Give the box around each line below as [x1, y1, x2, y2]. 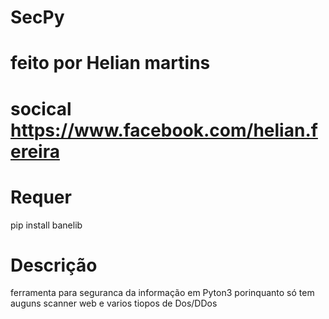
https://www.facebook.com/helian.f [10, 119, 318, 141]
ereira [10, 140, 60, 163]
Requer [10, 186, 72, 208]
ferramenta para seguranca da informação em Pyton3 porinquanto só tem [10, 287, 315, 299]
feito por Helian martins [10, 52, 211, 75]
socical [10, 97, 72, 120]
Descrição [10, 254, 98, 276]
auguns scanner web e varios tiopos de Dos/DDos [10, 297, 218, 310]
